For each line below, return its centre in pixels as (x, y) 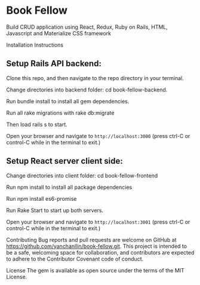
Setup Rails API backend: (54, 64)
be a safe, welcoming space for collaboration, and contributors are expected (100, 252)
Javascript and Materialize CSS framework (59, 33)
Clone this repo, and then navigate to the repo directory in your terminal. (95, 78)
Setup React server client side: (65, 161)
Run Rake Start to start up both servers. (55, 210)
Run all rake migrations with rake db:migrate (60, 113)
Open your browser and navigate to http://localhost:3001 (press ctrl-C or (98, 222)
